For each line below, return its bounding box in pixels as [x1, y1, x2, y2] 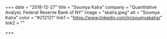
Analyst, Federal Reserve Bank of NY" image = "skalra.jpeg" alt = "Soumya [5, 9, 160, 15]
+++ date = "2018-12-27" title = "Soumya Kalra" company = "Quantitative [5, 4, 157, 10]
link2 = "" [5, 20, 25, 26]
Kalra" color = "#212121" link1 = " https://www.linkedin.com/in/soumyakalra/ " [5, 15, 163, 20]
